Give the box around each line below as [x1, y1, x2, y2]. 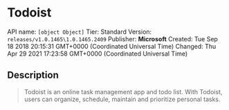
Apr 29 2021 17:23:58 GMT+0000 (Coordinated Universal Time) [7, 49, 188, 58]
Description [7, 69, 59, 81]
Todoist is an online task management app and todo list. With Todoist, [24, 87, 223, 96]
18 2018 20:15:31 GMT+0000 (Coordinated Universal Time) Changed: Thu [7, 42, 217, 50]
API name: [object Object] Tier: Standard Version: [7, 27, 152, 36]
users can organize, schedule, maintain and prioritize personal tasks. [24, 95, 221, 103]
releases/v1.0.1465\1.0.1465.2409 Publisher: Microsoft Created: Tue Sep [7, 34, 218, 43]
